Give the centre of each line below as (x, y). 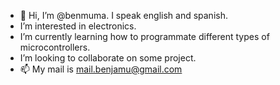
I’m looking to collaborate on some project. (108, 58)
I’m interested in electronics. (78, 26)
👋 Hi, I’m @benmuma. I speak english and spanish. (123, 15)
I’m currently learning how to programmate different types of (144, 36)
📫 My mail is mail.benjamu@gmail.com (101, 69)
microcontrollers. (55, 47)
